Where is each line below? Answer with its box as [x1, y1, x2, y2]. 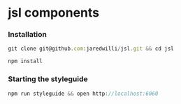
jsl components [8, 5, 100, 21]
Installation [8, 30, 48, 40]
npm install [8, 58, 43, 65]
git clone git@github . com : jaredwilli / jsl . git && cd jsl [8, 45, 174, 53]
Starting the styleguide [8, 74, 88, 84]
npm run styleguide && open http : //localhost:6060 [8, 90, 159, 97]
